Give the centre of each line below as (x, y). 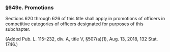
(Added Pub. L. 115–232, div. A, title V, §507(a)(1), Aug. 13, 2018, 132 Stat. (82, 39)
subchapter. (18, 29)
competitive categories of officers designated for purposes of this (74, 24)
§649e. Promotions (30, 8)
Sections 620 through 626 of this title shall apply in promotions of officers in (85, 19)
